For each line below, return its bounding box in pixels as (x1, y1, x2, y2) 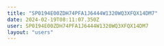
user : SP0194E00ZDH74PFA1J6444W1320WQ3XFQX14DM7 (7, 22, 149, 29)
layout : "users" (7, 28, 54, 36)
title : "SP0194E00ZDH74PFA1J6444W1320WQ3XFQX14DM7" (7, 9, 158, 17)
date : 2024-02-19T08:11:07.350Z (7, 16, 99, 23)
